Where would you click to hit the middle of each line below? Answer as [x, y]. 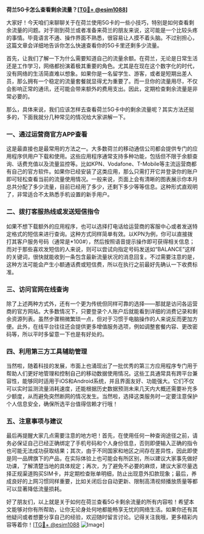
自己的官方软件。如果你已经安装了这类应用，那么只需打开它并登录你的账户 [104, 172]
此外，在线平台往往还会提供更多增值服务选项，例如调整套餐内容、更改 [104, 326]
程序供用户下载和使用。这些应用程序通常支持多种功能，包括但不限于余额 [102, 156]
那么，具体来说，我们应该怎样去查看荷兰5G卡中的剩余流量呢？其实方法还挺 [100, 109]
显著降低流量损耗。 [41, 489]
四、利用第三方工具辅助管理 [47, 351]
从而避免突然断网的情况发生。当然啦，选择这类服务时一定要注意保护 [112, 396]
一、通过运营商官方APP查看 [47, 134]
